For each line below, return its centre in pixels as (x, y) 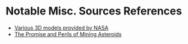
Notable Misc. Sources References (94, 11)
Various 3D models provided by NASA (61, 28)
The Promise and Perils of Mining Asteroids (68, 34)
